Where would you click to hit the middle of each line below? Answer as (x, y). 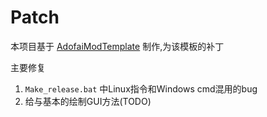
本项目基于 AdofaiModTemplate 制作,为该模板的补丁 (117, 46)
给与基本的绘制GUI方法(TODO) (88, 101)
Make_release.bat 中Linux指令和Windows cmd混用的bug (141, 88)
